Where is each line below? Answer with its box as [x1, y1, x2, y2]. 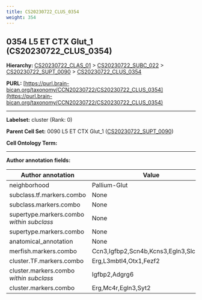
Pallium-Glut [91, 181, 128, 190]
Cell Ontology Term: [6, 139, 58, 147]
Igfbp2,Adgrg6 [91, 271, 134, 279]
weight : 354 [6, 14, 36, 20]
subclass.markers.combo [9, 200, 81, 209]
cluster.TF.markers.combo [9, 257, 84, 265]
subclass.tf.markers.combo [9, 191, 86, 199]
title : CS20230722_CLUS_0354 [6, 8, 79, 15]
